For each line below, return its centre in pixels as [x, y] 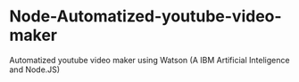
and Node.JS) [35, 70]
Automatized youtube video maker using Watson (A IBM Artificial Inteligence [149, 60]
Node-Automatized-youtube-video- [146, 16]
